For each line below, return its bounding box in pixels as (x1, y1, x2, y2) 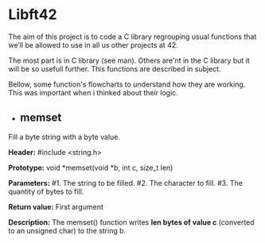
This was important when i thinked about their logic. (8, 87, 179, 97)
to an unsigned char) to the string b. (8, 226, 127, 235)
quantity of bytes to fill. (8, 187, 84, 196)
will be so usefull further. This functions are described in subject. (8, 64, 221, 73)
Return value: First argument (8, 202, 103, 211)
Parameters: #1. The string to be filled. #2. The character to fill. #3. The (8, 178, 243, 187)
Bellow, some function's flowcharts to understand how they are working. (8, 79, 246, 89)
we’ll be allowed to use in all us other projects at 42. (8, 40, 178, 49)
